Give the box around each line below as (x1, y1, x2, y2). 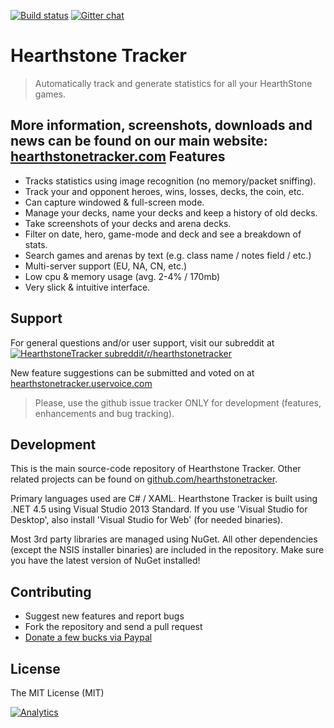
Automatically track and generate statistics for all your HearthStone (34, 77, 313, 89)
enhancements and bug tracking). (34, 407, 175, 419)
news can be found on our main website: (10, 133, 268, 150)
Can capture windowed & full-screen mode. (24, 196, 205, 208)
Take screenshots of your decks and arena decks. (24, 217, 232, 229)
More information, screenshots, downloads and (10, 117, 313, 134)
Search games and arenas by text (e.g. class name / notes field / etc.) (24, 249, 312, 261)
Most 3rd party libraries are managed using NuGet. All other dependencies (10, 533, 318, 545)
